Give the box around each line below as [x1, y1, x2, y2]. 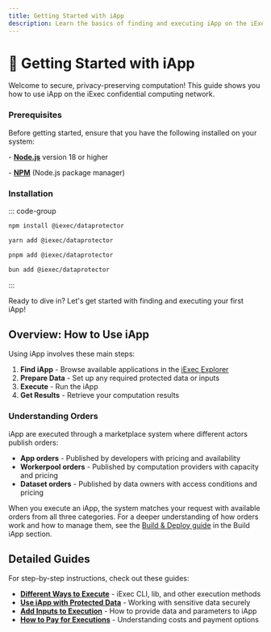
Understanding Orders [8, 411, 98, 422]
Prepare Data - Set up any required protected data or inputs [19, 373, 220, 383]
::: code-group [8, 207, 56, 216]
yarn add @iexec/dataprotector [8, 236, 114, 245]
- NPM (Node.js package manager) [8, 167, 125, 178]
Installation [8, 187, 54, 199]
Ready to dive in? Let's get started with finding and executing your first [8, 295, 244, 305]
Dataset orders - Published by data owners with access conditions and [19, 479, 258, 488]
